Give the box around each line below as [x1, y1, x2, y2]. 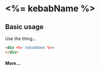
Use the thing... [5, 35, 37, 41]
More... [5, 60, 21, 67]
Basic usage [5, 23, 44, 31]
